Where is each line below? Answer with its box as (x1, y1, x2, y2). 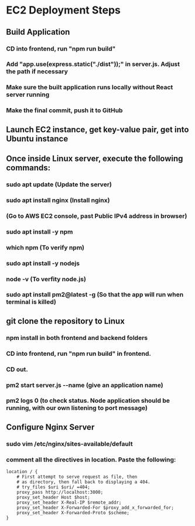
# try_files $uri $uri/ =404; (16, 484, 91, 490)
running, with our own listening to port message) (6, 404, 148, 412)
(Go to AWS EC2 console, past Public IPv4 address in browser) (6, 212, 187, 220)
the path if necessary (6, 68, 69, 76)
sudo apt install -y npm (6, 227, 73, 235)
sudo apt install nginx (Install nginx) (6, 196, 110, 204)
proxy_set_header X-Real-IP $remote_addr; (16, 500, 122, 505)
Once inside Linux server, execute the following (6, 154, 183, 164)
